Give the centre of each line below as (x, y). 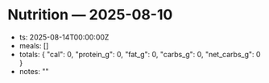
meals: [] (34, 45)
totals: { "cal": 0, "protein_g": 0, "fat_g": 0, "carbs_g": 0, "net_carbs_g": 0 (140, 54)
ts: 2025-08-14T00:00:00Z (64, 37)
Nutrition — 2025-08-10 (90, 15)
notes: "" (34, 71)
